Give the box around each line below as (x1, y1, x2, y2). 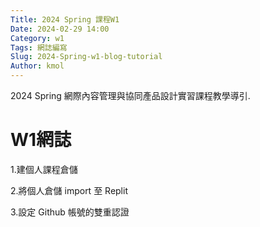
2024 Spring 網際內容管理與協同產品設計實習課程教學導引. (10, 90, 251, 101)
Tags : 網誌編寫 (10, 42, 68, 53)
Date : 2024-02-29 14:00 (10, 24, 110, 34)
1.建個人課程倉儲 (10, 163, 78, 175)
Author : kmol (10, 61, 65, 71)
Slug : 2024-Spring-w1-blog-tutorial (10, 52, 163, 62)
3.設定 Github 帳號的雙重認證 (10, 206, 130, 218)
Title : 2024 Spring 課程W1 (10, 14, 120, 25)
